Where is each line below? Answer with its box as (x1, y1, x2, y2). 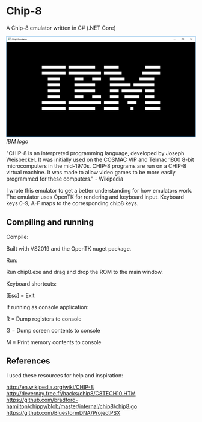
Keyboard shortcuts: (6, 280, 57, 287)
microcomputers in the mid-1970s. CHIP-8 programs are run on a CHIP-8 (6, 162, 187, 170)
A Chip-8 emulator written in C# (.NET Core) (6, 24, 116, 31)
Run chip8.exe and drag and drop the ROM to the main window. (6, 268, 164, 275)
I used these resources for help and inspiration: (6, 372, 123, 379)
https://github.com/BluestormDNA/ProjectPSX (6, 409, 121, 417)
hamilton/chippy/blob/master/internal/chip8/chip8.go (6, 403, 138, 410)
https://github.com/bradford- (6, 397, 78, 404)
